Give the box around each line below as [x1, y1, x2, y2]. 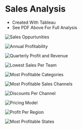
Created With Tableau [12, 19, 56, 25]
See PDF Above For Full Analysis [12, 24, 78, 30]
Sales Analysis [5, 3, 66, 15]
